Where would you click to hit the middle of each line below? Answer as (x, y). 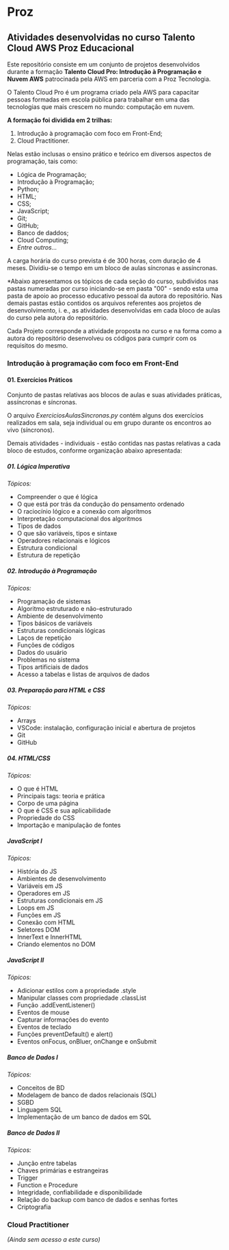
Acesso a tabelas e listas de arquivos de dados (83, 674)
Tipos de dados (39, 526)
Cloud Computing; (43, 240)
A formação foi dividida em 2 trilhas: (60, 120)
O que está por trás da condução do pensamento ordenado (100, 504)
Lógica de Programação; (52, 175)
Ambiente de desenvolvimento (60, 616)
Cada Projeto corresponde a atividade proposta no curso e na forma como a (114, 331)
